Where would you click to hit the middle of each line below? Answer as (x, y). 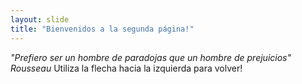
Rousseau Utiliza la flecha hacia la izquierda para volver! (126, 68)
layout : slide (40, 19)
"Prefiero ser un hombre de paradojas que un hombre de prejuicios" (151, 57)
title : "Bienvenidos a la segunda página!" (102, 29)
